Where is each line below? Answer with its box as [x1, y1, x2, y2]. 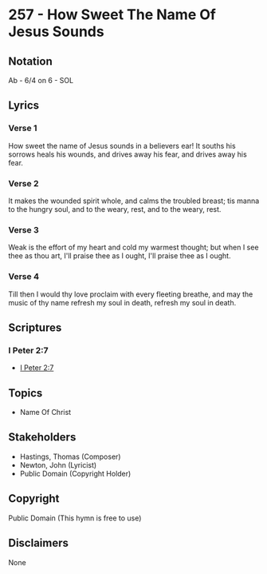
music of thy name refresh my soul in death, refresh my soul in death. [8, 297, 237, 307]
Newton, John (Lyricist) [19, 460, 97, 469]
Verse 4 [8, 271, 40, 282]
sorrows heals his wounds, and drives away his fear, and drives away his [8, 149, 247, 159]
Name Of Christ [19, 408, 72, 417]
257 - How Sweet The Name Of [8, 6, 217, 24]
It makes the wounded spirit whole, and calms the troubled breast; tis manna [8, 196, 260, 205]
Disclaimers [8, 536, 69, 550]
